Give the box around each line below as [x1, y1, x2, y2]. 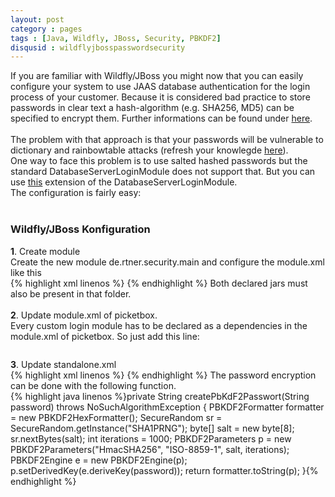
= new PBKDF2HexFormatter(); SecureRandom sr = [10, 411, 223, 423]
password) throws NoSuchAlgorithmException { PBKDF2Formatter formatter [10, 401, 325, 413]
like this [10, 266, 42, 278]
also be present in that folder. [10, 287, 132, 300]
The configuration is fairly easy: [10, 187, 142, 199]
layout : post [10, 14, 65, 25]
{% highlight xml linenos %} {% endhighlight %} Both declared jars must [10, 277, 308, 289]
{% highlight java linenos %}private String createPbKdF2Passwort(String [10, 390, 310, 402]
